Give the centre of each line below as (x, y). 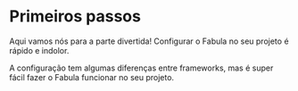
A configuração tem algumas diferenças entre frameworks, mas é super (141, 68)
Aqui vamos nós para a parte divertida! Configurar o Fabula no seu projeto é (149, 41)
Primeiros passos (75, 17)
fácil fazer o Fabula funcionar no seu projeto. (92, 77)
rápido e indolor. (39, 50)
